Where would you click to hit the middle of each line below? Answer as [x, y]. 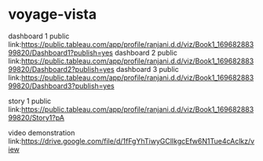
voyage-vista [52, 14]
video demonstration [42, 132]
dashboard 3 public [148, 69]
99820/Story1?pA [37, 117]
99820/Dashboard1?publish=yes [61, 52]
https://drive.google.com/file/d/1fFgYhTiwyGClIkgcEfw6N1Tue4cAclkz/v [138, 141]
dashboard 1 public [39, 36]
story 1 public [30, 101]
